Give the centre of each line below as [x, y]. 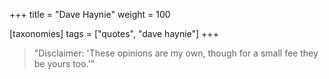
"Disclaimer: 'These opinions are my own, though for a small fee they [176, 53]
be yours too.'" [64, 63]
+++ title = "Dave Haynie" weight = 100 [90, 14]
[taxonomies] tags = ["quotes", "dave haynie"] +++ [114, 33]
